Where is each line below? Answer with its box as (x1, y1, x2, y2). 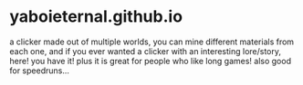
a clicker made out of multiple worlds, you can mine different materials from (9, 36, 295, 47)
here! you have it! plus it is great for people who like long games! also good (9, 55, 292, 66)
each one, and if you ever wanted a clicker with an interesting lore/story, (9, 45, 281, 56)
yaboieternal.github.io (9, 6, 183, 27)
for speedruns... (9, 65, 70, 76)
